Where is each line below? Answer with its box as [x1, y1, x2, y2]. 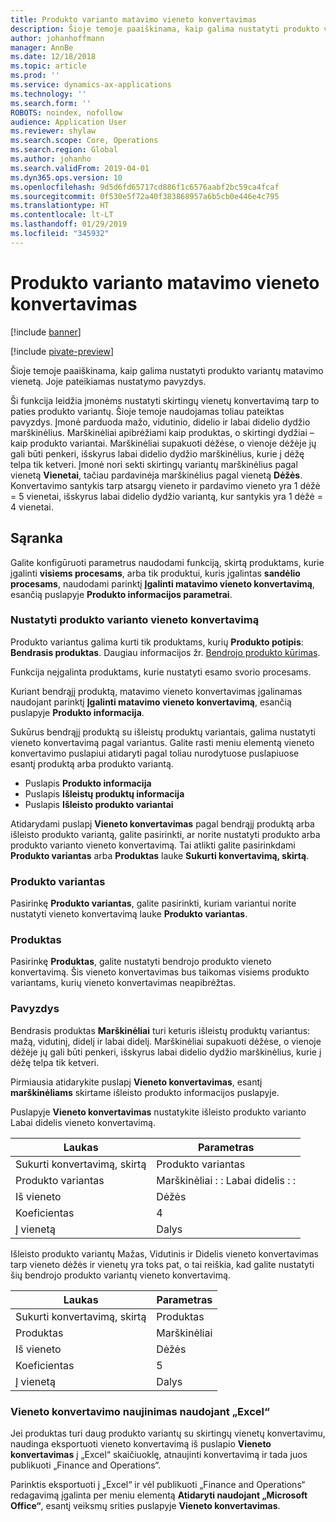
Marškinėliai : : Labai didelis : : [156, 1173, 297, 1187]
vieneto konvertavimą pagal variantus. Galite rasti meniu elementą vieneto [10, 736, 315, 748]
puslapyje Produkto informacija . [10, 706, 145, 718]
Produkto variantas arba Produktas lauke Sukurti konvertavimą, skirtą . [10, 849, 310, 861]
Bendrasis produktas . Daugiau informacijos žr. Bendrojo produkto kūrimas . [10, 646, 321, 658]
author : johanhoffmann [10, 33, 105, 43]
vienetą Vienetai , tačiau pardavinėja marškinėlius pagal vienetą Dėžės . [10, 469, 303, 481]
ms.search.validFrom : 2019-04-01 [10, 163, 150, 173]
